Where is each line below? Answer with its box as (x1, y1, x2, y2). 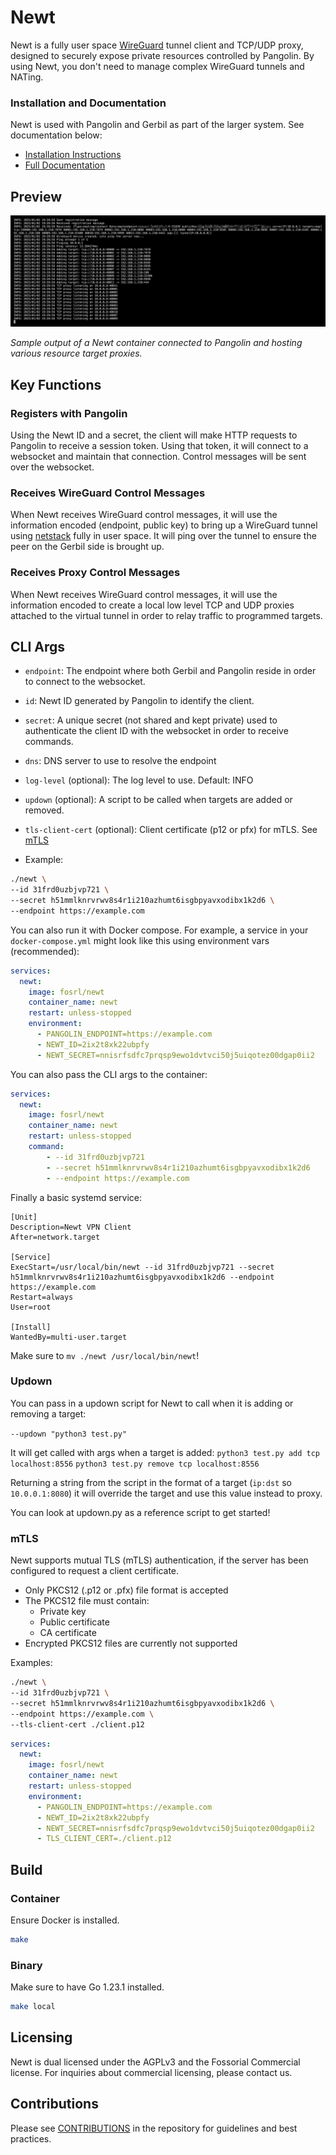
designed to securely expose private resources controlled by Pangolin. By (10, 49, 315, 61)
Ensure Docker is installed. (10, 1914, 120, 1926)
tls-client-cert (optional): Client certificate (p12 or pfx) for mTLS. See (24, 824, 318, 836)
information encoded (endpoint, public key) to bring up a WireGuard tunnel (10, 519, 318, 531)
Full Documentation (24, 159, 106, 171)
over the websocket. (10, 461, 95, 473)
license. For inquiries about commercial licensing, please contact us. (10, 2066, 293, 2078)
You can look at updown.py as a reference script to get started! (10, 1506, 271, 1518)
